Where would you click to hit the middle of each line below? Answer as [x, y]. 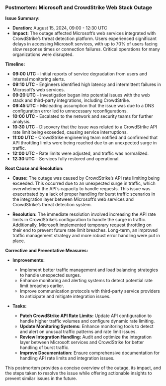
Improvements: [28, 260]
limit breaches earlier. [42, 286]
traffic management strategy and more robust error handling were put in [86, 236]
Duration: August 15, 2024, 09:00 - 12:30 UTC [60, 28]
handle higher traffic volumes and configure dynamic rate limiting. [87, 321]
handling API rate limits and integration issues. [67, 358]
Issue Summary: [22, 18]
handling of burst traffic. [44, 348]
